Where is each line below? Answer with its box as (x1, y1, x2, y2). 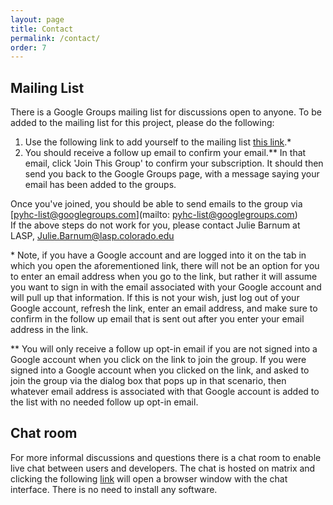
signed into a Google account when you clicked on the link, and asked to (10, 364, 310, 376)
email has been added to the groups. (24, 179, 177, 191)
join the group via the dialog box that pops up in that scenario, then (10, 375, 287, 387)
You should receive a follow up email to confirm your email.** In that (24, 147, 307, 159)
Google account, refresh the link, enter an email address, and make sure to (10, 302, 318, 315)
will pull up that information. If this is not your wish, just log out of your (10, 292, 300, 304)
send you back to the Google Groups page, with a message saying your (24, 168, 320, 180)
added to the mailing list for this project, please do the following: (10, 117, 275, 129)
